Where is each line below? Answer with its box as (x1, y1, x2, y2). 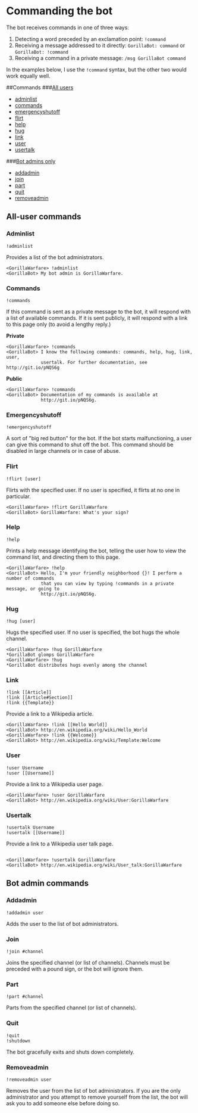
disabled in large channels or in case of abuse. (6, 447, 121, 455)
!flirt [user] (6, 475, 42, 482)
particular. (6, 493, 31, 500)
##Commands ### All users (6, 83, 74, 91)
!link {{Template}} (6, 700, 55, 706)
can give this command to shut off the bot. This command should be (6, 441, 174, 448)
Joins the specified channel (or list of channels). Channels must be (6, 959, 170, 966)
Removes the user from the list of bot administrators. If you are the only (6, 1087, 181, 1094)
